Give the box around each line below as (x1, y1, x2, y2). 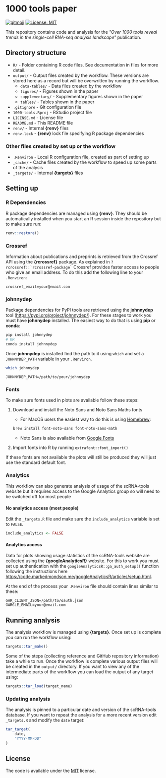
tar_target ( (5, 727, 30, 732)
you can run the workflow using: (5, 635, 71, 641)
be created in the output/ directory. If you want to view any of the (5, 663, 140, 670)
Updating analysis (5, 695, 51, 702)
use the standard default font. (5, 459, 66, 465)
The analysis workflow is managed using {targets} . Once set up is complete (5, 629, 162, 635)
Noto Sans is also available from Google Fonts (20, 435, 114, 441)
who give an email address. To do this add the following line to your (5, 269, 143, 275)
